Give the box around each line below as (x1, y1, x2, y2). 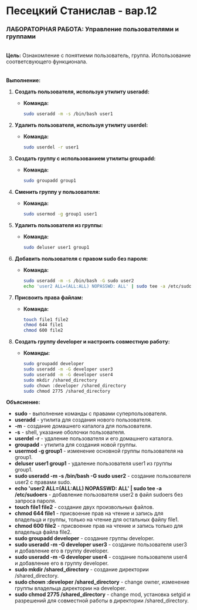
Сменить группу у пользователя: (14, 188, 101, 196)
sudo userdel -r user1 (23, 144, 79, 150)
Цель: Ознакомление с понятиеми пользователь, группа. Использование (6, 52, 191, 59)
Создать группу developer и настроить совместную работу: (14, 338, 170, 345)
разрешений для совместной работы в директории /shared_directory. (14, 597, 189, 604)
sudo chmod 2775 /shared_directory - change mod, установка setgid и (14, 591, 191, 598)
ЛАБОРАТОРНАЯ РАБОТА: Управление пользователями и (6, 25, 179, 33)
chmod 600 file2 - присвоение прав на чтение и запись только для (14, 523, 184, 530)
